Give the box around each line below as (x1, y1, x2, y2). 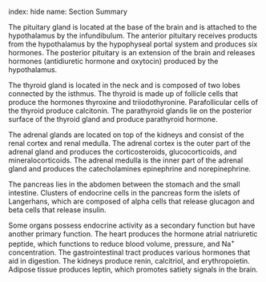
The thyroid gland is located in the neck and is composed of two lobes (8, 80, 240, 90)
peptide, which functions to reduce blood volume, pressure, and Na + (8, 238, 236, 248)
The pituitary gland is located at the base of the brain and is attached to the (8, 22, 257, 31)
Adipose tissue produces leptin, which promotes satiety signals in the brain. (8, 264, 259, 274)
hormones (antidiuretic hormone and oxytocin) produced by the (8, 56, 219, 66)
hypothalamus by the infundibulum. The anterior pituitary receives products (8, 31, 258, 40)
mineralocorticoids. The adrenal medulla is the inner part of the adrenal (8, 155, 244, 165)
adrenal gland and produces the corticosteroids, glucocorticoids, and (8, 147, 237, 156)
